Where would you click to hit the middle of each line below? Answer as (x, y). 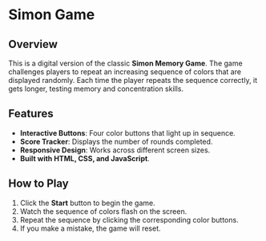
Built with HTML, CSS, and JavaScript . (85, 158)
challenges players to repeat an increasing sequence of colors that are (125, 72)
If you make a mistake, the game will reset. (91, 228)
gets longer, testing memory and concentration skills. (96, 89)
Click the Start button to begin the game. (87, 203)
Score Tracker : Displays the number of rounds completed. (116, 141)
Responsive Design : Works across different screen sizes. (115, 150)
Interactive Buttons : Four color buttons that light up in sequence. (128, 132)
